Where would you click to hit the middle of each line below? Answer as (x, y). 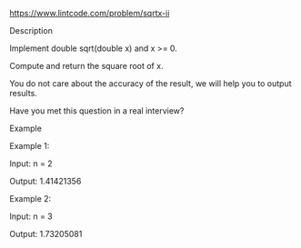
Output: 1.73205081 (46, 234)
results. (24, 93)
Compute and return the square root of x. (86, 66)
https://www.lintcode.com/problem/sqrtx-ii (90, 13)
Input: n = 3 (31, 216)
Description (31, 30)
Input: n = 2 (31, 164)
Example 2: (30, 198)
